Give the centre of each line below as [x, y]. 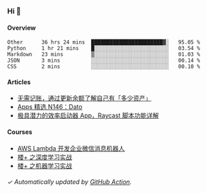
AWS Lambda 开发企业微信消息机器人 [71, 148]
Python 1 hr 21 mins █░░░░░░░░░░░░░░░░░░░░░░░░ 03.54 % [104, 49]
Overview [22, 28]
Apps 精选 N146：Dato [50, 107]
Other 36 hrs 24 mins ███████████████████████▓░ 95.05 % [104, 42]
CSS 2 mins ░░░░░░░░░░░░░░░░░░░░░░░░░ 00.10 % [104, 67]
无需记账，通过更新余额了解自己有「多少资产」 [84, 98]
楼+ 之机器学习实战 [44, 165]
